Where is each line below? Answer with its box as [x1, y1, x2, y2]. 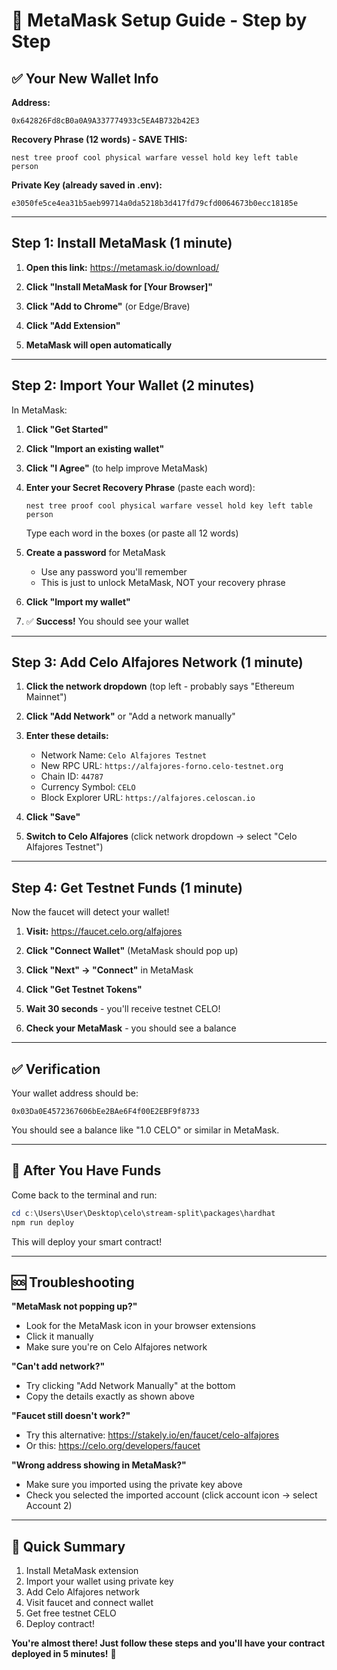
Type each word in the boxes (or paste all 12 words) [25, 527, 239, 539]
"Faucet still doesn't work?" [11, 1410, 131, 1422]
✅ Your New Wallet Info [11, 70, 159, 87]
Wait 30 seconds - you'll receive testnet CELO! [25, 1003, 221, 1015]
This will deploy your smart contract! [11, 1235, 163, 1248]
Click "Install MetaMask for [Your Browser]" [25, 280, 213, 293]
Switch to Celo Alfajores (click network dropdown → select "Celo [25, 830, 298, 843]
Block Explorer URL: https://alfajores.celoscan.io [40, 792, 256, 804]
